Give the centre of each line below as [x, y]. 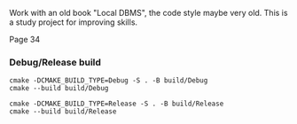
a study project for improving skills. [74, 22]
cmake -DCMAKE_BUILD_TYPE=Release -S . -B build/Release [117, 104]
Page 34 [25, 39]
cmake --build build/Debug [59, 89]
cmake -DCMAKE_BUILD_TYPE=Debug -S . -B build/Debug [109, 81]
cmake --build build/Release [63, 112]
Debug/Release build [55, 62]
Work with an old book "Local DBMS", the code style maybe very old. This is [148, 13]
